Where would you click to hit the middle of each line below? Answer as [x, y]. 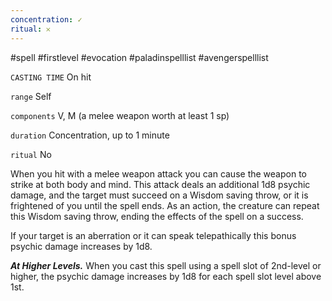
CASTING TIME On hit [51, 77]
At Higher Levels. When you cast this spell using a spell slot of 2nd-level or [166, 265]
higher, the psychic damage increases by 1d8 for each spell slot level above [166, 276]
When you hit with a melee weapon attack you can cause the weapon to [158, 173]
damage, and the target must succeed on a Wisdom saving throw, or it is [159, 195]
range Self [31, 96]
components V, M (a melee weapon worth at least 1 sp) [120, 115]
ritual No [31, 154]
